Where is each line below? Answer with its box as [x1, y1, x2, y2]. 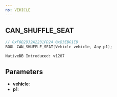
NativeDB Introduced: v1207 [5, 54, 65, 59]
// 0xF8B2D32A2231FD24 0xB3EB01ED [5, 40, 79, 45]
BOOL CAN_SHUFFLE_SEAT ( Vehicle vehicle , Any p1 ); [5, 44, 113, 50]
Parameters [5, 67, 43, 76]
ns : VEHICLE [5, 7, 31, 13]
